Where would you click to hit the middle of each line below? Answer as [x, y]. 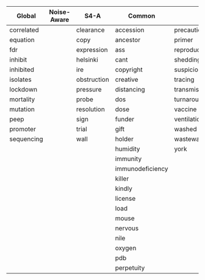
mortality [22, 99]
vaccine [185, 109]
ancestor [128, 40]
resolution [90, 109]
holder [124, 139]
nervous [127, 228]
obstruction [93, 80]
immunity [128, 159]
